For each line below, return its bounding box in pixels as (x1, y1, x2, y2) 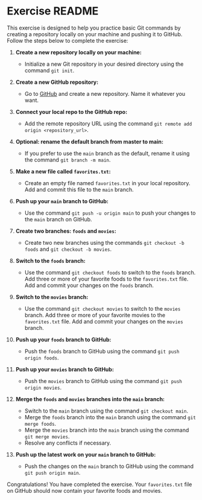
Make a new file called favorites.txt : (15, 168, 111, 175)
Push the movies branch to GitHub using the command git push (24, 377, 183, 384)
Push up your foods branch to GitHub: (15, 336, 112, 343)
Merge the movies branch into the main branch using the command (24, 426, 189, 434)
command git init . (24, 66, 75, 74)
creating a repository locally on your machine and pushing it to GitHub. (7, 30, 183, 37)
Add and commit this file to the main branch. (24, 186, 134, 193)
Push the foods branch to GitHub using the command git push (24, 347, 180, 355)
